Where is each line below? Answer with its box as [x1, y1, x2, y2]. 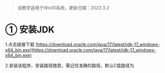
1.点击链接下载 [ [5, 41, 37, 47]
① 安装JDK [5, 24, 55, 35]
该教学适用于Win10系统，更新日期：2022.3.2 [17, 5, 109, 10]
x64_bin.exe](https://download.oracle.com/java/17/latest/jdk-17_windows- [5, 47, 156, 53]
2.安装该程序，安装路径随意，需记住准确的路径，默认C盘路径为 [5, 62, 134, 69]
